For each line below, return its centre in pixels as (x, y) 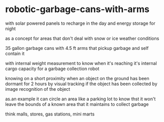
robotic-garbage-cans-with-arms (77, 9)
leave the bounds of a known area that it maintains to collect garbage (77, 104)
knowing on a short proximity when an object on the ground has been (77, 78)
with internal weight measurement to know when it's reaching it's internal (81, 63)
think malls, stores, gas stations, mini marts (50, 114)
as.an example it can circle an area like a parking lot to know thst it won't (80, 99)
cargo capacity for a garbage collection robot (52, 69)
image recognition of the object (38, 89)
